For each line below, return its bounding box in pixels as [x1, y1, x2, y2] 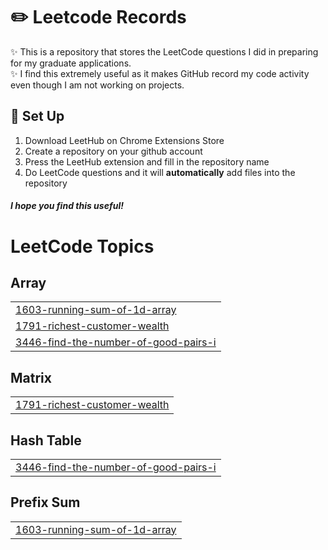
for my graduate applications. [10, 57, 132, 69]
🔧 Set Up [10, 108, 65, 125]
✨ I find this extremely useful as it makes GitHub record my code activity [10, 67, 310, 79]
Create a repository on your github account [24, 145, 203, 157]
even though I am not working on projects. [10, 79, 185, 91]
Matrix [10, 369, 52, 386]
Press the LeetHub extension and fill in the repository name [24, 155, 270, 168]
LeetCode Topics [10, 235, 155, 258]
